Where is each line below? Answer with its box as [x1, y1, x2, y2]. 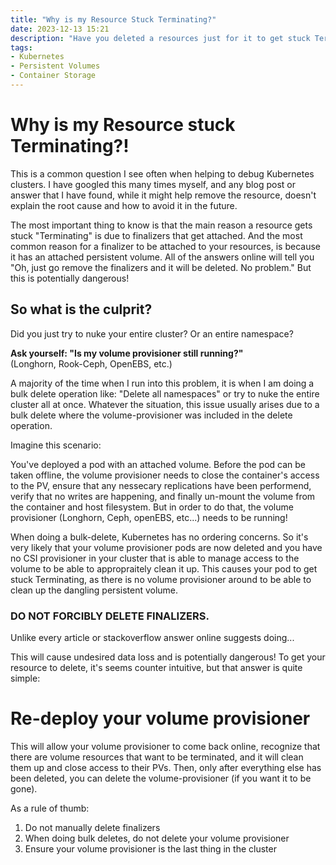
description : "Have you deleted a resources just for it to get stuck [10, 33, 311, 43]
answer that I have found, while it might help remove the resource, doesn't [10, 189, 317, 201]
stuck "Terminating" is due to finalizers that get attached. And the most [10, 229, 303, 241]
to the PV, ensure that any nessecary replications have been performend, [10, 479, 312, 491]
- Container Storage [10, 71, 97, 81]
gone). [10, 782, 38, 795]
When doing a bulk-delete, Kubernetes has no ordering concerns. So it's [10, 531, 309, 543]
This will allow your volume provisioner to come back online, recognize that [10, 740, 321, 752]
